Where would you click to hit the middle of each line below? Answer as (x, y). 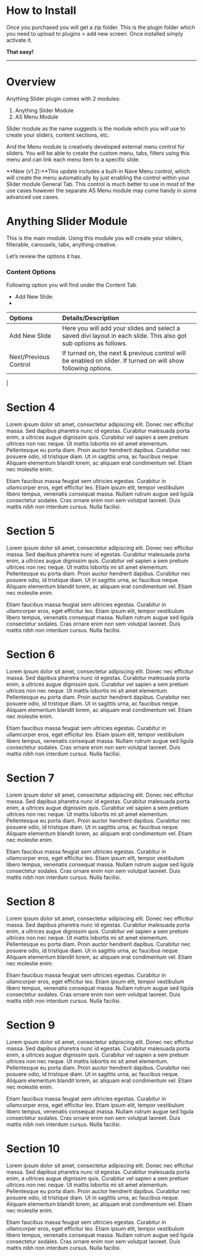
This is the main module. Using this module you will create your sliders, (95, 238)
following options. (87, 368)
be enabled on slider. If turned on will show (123, 361)
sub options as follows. (95, 343)
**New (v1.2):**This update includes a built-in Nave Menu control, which (98, 171)
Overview (31, 82)
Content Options (31, 271)
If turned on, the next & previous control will (124, 353)
